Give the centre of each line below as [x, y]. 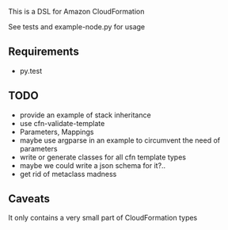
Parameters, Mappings [57, 132]
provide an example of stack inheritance [85, 115]
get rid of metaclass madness [68, 174]
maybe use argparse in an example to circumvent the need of [120, 140]
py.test [30, 71]
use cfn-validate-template [62, 123]
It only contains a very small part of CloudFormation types [103, 218]
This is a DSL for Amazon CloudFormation [76, 11]
